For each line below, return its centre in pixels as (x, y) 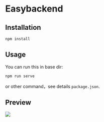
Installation (23, 27)
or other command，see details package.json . (53, 86)
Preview (18, 102)
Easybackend (34, 9)
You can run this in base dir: (34, 67)
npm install (18, 39)
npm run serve (20, 76)
